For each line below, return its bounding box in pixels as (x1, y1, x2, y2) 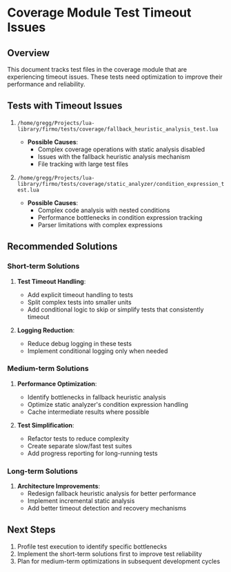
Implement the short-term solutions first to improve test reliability (17, 549, 202, 557)
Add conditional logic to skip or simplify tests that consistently (27, 305, 204, 314)
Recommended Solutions (7, 240, 118, 253)
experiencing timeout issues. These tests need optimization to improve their (7, 73, 223, 81)
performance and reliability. (7, 80, 86, 88)
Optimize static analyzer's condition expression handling (27, 400, 188, 408)
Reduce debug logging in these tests (27, 339, 132, 347)
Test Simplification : (17, 421, 74, 429)
